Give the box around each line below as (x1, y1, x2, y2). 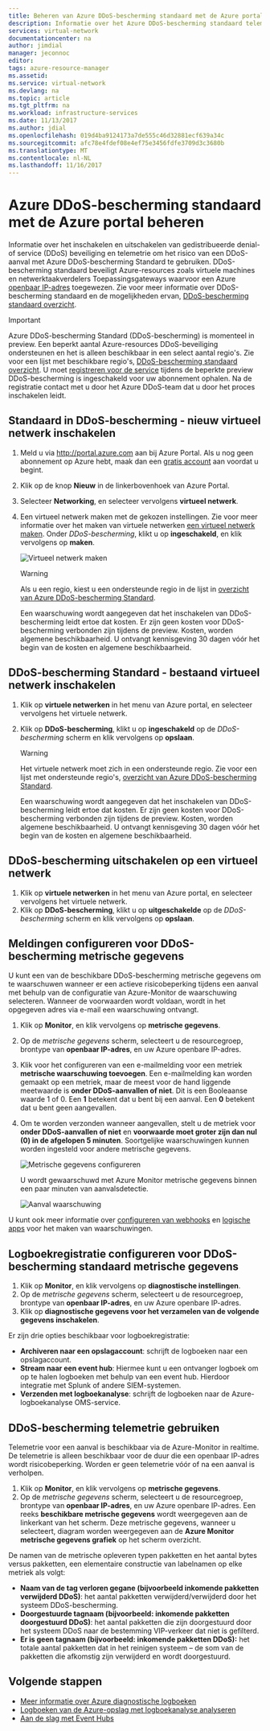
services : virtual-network (8, 27, 99, 35)
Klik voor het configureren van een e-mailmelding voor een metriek (19, 1060, 243, 1070)
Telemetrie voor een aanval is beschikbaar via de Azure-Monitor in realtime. (8, 1442, 260, 1452)
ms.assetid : (8, 72, 48, 80)
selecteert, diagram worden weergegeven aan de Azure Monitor (19, 1526, 235, 1535)
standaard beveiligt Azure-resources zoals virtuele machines (53, 266, 256, 275)
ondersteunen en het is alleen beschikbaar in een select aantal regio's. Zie (8, 348, 255, 358)
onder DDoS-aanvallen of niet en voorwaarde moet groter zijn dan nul (19, 1127, 257, 1137)
